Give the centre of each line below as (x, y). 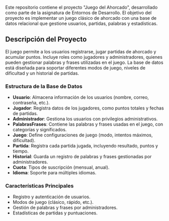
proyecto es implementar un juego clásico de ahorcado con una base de (81, 18)
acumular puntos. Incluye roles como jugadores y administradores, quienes (84, 57)
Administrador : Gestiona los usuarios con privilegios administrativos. (85, 119)
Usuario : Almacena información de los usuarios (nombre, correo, (81, 97)
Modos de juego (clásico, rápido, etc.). (53, 202)
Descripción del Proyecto (46, 39)
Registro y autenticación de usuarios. (51, 197)
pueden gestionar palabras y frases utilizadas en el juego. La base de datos (84, 62)
